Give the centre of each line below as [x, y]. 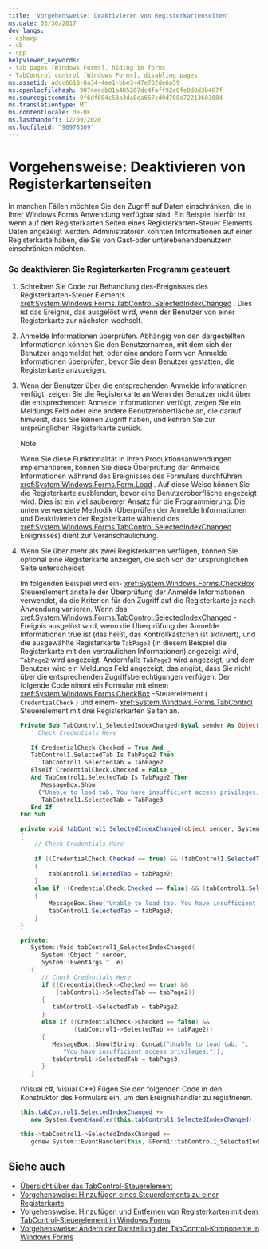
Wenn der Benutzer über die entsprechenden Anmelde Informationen [134, 385]
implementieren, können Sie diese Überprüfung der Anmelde [120, 467]
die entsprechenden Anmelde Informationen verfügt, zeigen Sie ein [130, 402]
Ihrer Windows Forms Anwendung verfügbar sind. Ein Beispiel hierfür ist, [128, 214]
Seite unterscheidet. [53, 568]
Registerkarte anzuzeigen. [63, 369]
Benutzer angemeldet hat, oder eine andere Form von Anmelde [123, 353]
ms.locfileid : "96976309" [51, 127]
